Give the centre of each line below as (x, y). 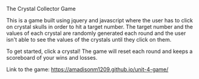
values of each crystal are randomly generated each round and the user (96, 33)
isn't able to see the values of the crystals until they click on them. (89, 39)
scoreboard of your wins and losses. (52, 58)
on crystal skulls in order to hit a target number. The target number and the (99, 27)
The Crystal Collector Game (41, 9)
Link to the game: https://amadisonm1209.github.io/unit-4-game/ (87, 69)
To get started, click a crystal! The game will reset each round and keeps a (99, 51)
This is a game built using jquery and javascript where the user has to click (99, 20)
